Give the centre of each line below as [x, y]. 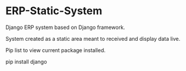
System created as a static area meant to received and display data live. [93, 38]
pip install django [26, 62]
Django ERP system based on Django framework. [65, 27]
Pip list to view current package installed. [56, 50]
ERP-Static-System [54, 11]
